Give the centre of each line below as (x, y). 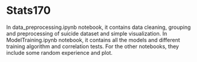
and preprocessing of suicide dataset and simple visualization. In (87, 33)
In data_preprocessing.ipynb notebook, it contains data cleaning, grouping (98, 27)
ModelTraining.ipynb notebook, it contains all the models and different (93, 40)
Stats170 (29, 11)
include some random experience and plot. (59, 52)
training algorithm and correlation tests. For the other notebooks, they (93, 46)
